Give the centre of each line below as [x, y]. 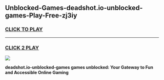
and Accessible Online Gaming [37, 72]
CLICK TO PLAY [24, 30]
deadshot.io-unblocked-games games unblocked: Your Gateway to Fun [79, 67]
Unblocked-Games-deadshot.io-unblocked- [74, 8]
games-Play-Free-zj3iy [41, 16]
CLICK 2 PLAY [22, 48]
